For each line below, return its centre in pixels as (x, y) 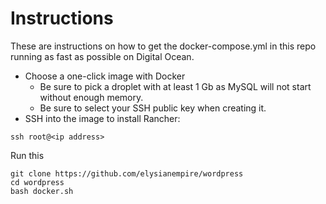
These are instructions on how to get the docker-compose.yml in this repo (163, 46)
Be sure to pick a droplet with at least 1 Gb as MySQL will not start (175, 86)
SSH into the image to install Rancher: (102, 118)
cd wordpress (37, 182)
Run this (27, 155)
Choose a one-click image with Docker (105, 76)
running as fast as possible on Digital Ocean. (102, 56)
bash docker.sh (42, 191)
